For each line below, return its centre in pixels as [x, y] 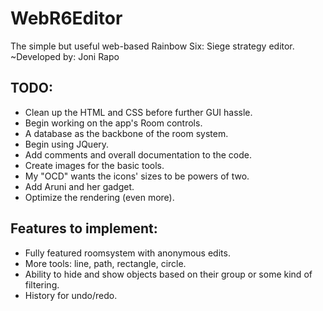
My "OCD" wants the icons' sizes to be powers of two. [137, 176]
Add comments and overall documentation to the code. [138, 154]
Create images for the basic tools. [94, 165]
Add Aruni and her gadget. [79, 186]
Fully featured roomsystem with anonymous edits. [127, 253]
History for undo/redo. [71, 295]
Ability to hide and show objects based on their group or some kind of [168, 274]
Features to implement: [84, 228]
